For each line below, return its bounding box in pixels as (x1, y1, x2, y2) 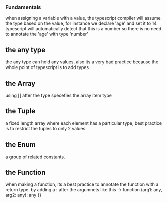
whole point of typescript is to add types (5, 64, 89, 71)
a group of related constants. (5, 154, 65, 160)
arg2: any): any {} (5, 192, 42, 198)
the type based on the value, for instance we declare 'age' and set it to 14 (5, 20, 157, 26)
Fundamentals (5, 4, 41, 11)
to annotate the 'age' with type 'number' (5, 31, 89, 37)
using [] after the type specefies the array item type (5, 92, 112, 98)
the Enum (5, 140, 36, 149)
